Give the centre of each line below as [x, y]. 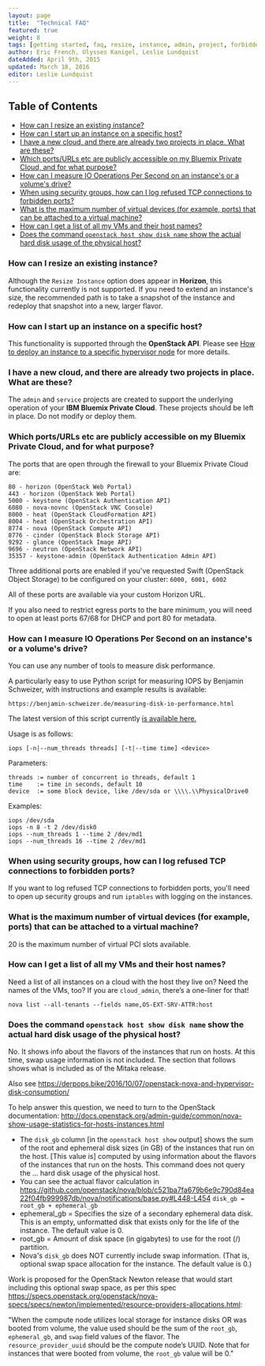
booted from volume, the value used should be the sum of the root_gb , [123, 1328]
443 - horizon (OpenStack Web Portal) [72, 494]
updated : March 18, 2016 [49, 67]
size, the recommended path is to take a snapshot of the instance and [121, 297]
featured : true [33, 30]
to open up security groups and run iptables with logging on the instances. [131, 896]
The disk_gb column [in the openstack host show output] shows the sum [136, 1140]
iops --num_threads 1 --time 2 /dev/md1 [76, 834]
